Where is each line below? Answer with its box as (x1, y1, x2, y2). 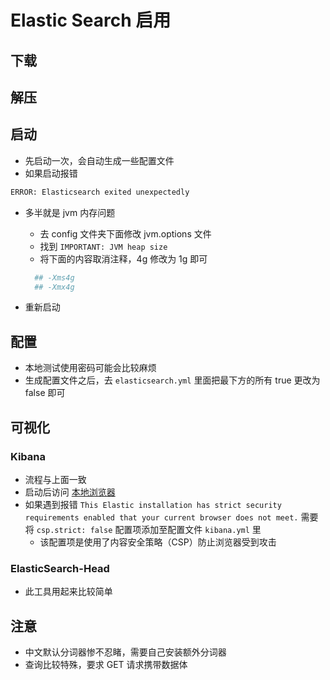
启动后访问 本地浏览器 (24, 486, 116, 498)
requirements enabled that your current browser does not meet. (24, 512, 299, 523)
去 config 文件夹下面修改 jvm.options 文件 (39, 227, 212, 240)
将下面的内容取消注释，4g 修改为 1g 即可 (39, 252, 208, 265)
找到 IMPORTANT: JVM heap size (39, 240, 168, 252)
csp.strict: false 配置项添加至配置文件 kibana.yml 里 (36, 523, 262, 535)
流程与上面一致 (24, 473, 87, 485)
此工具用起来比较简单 (24, 586, 113, 598)
